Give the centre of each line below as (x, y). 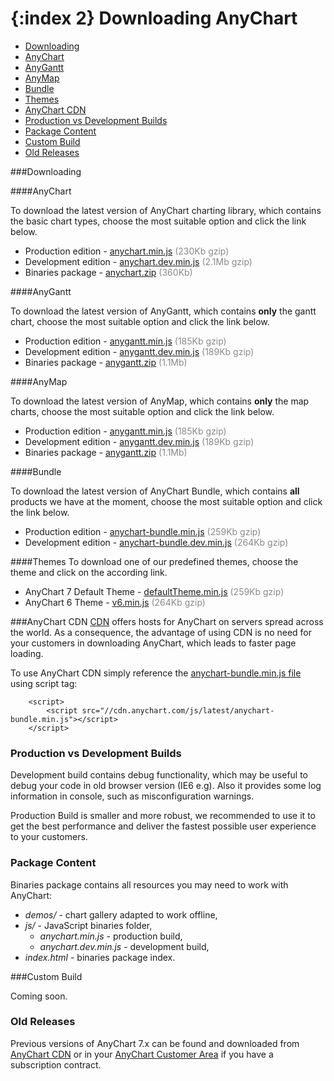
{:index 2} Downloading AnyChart (154, 18)
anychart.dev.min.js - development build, (124, 946)
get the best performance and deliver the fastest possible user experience (163, 826)
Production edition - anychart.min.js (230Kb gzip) (127, 251)
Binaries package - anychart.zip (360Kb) (108, 272)
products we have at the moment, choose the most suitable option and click (166, 501)
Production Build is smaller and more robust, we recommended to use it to (163, 816)
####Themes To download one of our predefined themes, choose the (154, 561)
